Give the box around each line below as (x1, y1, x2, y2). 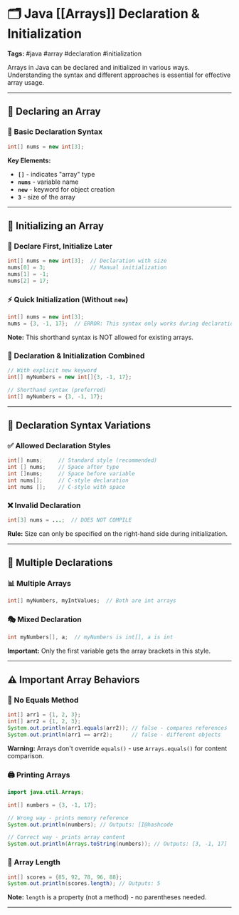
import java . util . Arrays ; (7, 788, 84, 795)
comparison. (7, 751, 45, 760)
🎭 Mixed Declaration (7, 614, 82, 624)
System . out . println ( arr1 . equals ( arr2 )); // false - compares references (7, 724, 228, 731)
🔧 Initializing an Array (7, 219, 105, 232)
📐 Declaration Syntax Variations (7, 419, 152, 431)
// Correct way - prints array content (7, 834, 126, 841)
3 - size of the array (17, 192, 76, 201)
